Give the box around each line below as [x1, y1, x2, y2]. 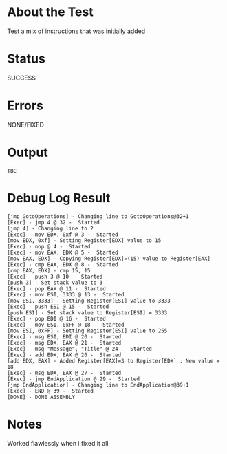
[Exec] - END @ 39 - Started [7, 387, 94, 394]
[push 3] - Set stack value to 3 [7, 279, 103, 286]
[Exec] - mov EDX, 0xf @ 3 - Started [7, 231, 118, 238]
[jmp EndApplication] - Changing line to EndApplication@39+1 [7, 381, 189, 389]
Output [7, 145, 48, 160]
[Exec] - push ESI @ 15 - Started [7, 303, 109, 310]
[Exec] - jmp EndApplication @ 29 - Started [7, 376, 140, 382]
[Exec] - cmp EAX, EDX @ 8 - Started [7, 261, 118, 268]
